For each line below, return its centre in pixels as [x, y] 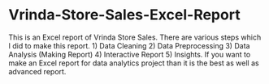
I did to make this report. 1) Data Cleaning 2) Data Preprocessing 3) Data [129, 45]
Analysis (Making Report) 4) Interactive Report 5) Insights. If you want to [130, 54]
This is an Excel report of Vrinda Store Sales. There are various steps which [135, 37]
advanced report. [37, 71]
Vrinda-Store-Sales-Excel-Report [125, 15]
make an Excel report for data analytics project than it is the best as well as [134, 63]
